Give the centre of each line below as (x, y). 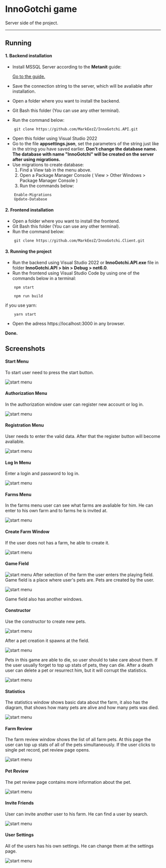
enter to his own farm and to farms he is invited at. (56, 511)
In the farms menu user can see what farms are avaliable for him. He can (79, 505)
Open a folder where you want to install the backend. (66, 101)
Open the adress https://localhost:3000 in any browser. (68, 324)
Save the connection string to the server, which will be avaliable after (83, 86)
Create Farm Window (27, 532)
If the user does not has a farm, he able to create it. (57, 542)
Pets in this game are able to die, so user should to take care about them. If (82, 659)
